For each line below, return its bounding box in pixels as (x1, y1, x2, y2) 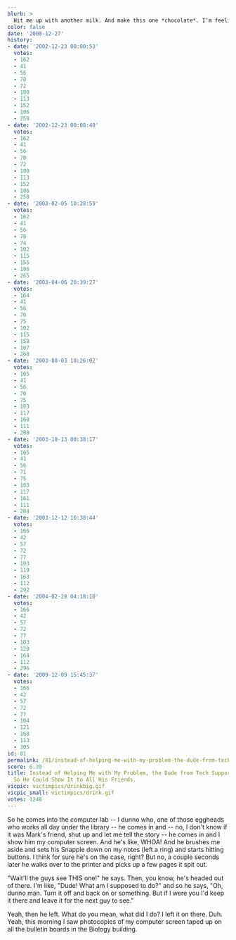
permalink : (7, 756, 39, 764)
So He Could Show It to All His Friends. (13, 776, 137, 784)
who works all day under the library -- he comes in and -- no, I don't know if (7, 822, 228, 831)
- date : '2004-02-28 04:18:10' (7, 593, 99, 600)
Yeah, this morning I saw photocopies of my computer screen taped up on (7, 917, 223, 926)
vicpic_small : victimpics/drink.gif (7, 789, 114, 796)
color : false (7, 23, 46, 30)
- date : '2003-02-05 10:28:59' (7, 200, 99, 208)
